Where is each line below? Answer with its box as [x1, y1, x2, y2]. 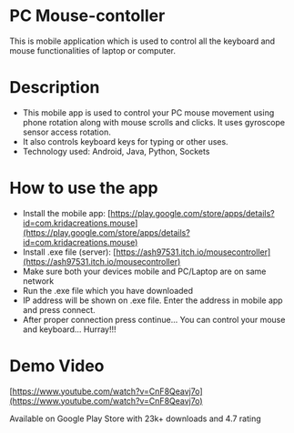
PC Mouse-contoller [9, 5, 166, 26]
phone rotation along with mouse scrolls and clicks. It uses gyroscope [22, 116, 285, 127]
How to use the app [9, 178, 158, 198]
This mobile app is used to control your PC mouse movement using [22, 106, 275, 118]
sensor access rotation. [22, 126, 111, 137]
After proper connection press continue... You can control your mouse [22, 314, 286, 325]
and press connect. [22, 304, 96, 315]
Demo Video [9, 356, 105, 376]
